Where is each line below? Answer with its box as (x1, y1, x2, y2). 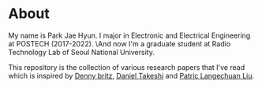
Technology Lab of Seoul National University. (8, 47, 155, 57)
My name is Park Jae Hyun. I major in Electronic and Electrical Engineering (8, 31, 251, 40)
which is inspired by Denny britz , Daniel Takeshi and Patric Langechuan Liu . (8, 71, 255, 80)
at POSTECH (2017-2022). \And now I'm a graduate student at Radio (8, 38, 231, 48)
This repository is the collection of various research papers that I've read (8, 62, 245, 71)
